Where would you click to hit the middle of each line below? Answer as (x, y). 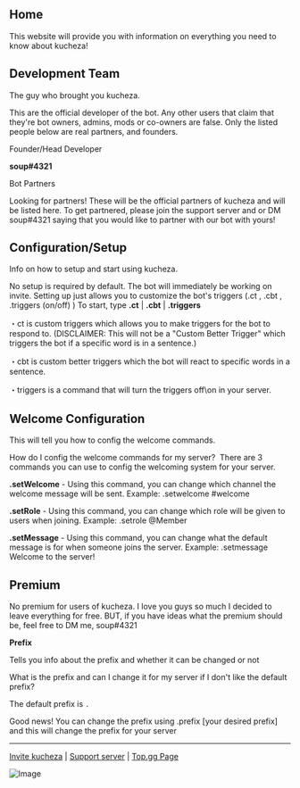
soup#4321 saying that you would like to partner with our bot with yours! (142, 220)
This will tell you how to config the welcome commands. (112, 440)
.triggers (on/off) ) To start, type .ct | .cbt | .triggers (105, 305)
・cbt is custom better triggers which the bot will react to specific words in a (150, 361)
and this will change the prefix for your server (93, 731)
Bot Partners (33, 183)
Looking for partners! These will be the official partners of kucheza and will (147, 201)
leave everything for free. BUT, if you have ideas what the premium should (146, 616)
